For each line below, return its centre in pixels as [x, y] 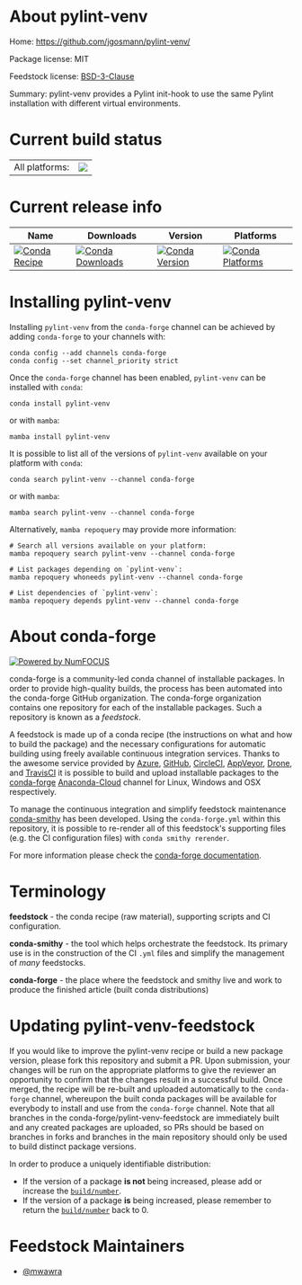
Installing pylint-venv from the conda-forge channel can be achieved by [142, 326]
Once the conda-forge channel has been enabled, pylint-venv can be [138, 377]
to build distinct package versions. [73, 1146]
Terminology [58, 891]
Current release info [86, 207]
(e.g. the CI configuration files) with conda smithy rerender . [119, 837]
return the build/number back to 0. [85, 1209]
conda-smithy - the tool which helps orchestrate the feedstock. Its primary [149, 943]
